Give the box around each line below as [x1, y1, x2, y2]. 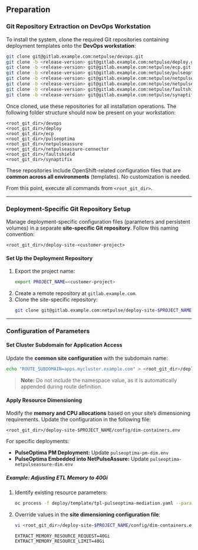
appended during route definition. [20, 383, 103, 390]
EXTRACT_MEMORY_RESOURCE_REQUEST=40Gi [14, 533, 110, 539]
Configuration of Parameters [6, 327, 90, 335]
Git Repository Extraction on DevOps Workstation [6, 22, 151, 31]
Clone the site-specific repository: [14, 296, 98, 303]
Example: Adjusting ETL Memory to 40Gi [6, 474, 108, 481]
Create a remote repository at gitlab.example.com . [14, 290, 137, 297]
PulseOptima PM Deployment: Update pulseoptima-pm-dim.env [14, 449, 169, 456]
